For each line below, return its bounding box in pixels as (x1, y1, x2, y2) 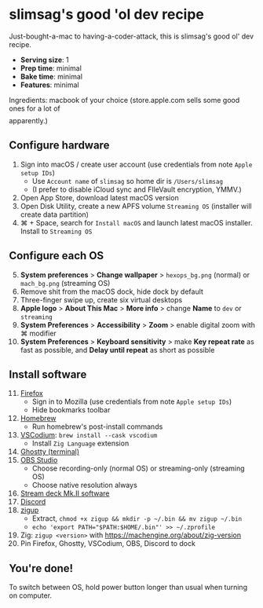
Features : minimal (20, 80, 79, 90)
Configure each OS (9, 249, 104, 262)
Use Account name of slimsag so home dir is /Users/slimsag (31, 176, 223, 185)
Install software (9, 368, 87, 381)
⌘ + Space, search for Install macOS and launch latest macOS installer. (20, 218, 253, 227)
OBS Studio (20, 456, 58, 465)
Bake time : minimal (20, 71, 83, 81)
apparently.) (9, 115, 48, 125)
